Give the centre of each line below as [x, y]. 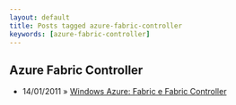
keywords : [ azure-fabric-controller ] [80, 34]
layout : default [39, 17]
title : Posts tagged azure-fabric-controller [96, 26]
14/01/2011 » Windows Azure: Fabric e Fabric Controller [124, 92]
